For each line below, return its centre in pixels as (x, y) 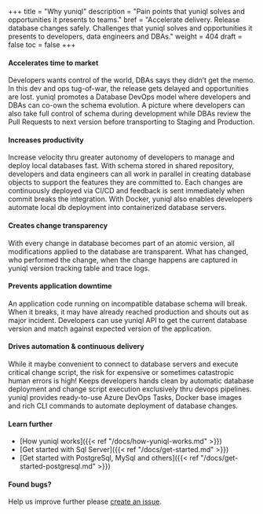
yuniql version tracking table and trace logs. (79, 268)
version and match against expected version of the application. (110, 329)
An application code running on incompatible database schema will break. (128, 303)
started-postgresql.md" (58, 466)
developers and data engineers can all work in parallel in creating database (130, 174)
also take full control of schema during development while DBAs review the (130, 114)
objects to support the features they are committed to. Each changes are (126, 182)
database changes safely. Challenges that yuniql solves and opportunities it (130, 28)
